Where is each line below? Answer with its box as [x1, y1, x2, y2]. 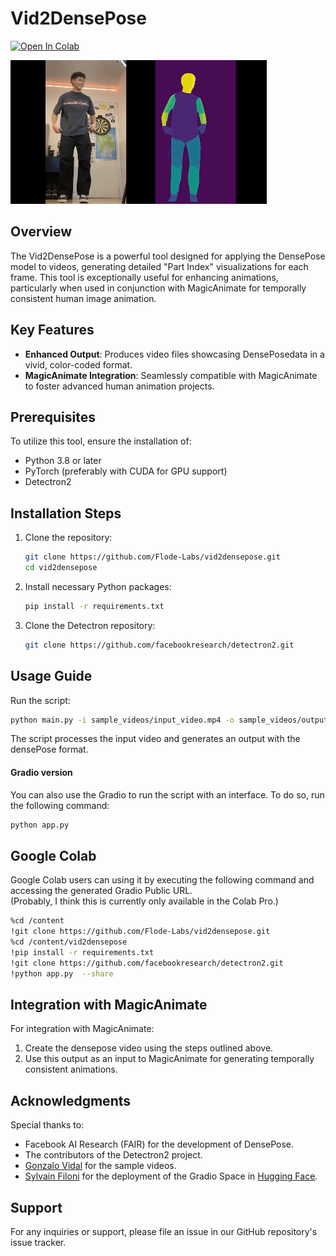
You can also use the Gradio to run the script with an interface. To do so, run [10, 788, 325, 801]
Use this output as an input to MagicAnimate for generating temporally [24, 1053, 315, 1065]
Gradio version [10, 766, 73, 778]
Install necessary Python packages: [24, 580, 172, 592]
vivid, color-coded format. [24, 358, 133, 371]
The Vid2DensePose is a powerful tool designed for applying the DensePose [10, 250, 326, 262]
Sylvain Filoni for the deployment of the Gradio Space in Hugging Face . [24, 1170, 318, 1182]
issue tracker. [10, 1236, 67, 1248]
